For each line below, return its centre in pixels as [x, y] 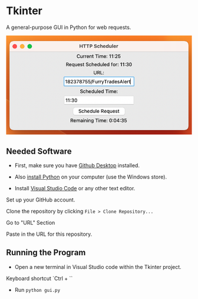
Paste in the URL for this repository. [49, 234]
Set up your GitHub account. [41, 200]
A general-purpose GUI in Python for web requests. [69, 27]
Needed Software [39, 151]
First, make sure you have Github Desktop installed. [77, 165]
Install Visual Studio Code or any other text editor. [75, 188]
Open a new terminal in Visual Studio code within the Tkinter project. [98, 266]
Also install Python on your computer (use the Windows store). [90, 177]
